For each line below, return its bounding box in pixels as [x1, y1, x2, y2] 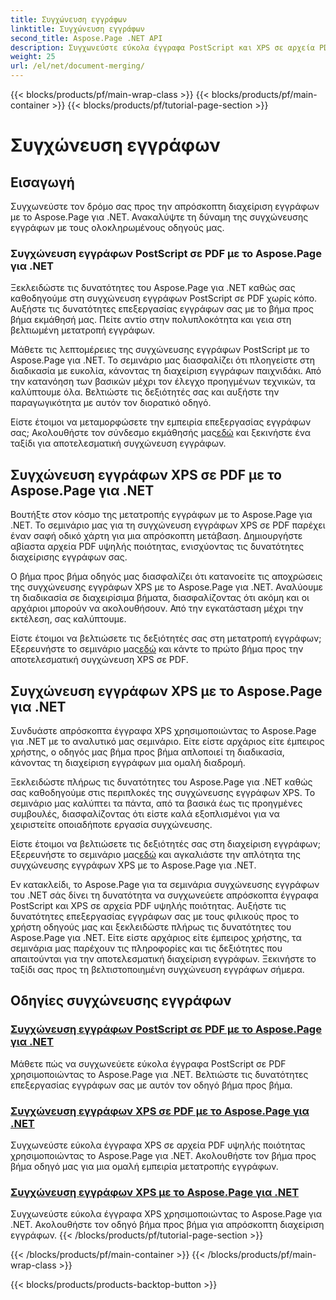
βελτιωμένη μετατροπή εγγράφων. [10, 324, 156, 336]
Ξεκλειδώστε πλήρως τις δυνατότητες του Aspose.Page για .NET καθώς [10, 776, 313, 788]
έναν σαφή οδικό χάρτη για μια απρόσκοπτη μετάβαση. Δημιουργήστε [10, 530, 303, 542]
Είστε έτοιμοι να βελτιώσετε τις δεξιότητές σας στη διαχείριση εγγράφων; [10, 837, 322, 850]
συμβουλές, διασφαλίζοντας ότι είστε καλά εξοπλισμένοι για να [10, 807, 280, 820]
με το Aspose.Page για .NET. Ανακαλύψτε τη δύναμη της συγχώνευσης [10, 211, 309, 223]
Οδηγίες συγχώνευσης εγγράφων [10, 992, 232, 1010]
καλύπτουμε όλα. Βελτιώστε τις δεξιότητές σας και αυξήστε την [10, 386, 280, 398]
